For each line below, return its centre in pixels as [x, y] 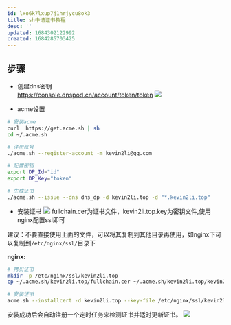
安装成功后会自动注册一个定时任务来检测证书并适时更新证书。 [95, 315]
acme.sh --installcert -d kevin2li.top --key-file [81, 301]
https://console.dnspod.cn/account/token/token [85, 95]
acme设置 [31, 109]
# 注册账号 [21, 147]
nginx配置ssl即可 [41, 219]
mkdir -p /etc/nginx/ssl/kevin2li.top [63, 276]
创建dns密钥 [35, 86]
